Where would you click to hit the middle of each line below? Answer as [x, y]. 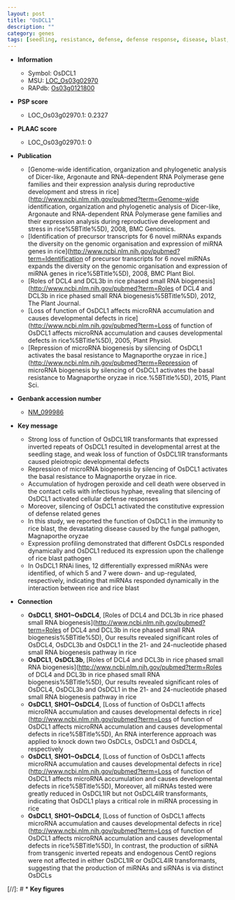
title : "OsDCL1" [31, 20]
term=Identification [56, 259]
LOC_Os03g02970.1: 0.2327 [68, 115]
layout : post [26, 14]
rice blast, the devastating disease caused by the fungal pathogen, [124, 528]
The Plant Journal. [54, 303]
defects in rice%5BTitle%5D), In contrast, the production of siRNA [123, 846]
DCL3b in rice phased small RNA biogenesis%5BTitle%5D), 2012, [122, 296]
